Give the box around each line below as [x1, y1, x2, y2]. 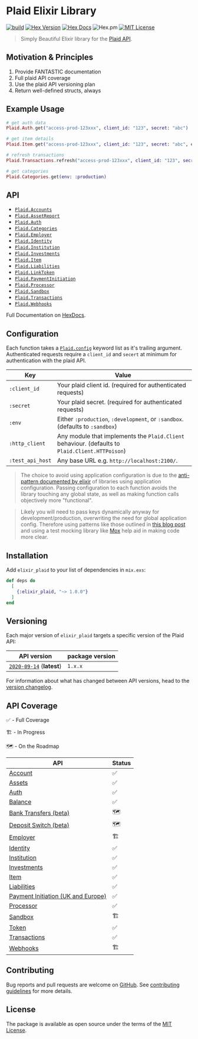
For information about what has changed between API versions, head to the [6, 677, 190, 685]
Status [112, 759, 131, 767]
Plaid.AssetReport [14, 213, 60, 220]
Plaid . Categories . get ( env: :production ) [6, 173, 107, 180]
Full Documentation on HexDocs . [6, 312, 86, 319]
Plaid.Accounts [14, 207, 52, 213]
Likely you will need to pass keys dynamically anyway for [20, 508, 160, 515]
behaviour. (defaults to [57, 440, 120, 448]
